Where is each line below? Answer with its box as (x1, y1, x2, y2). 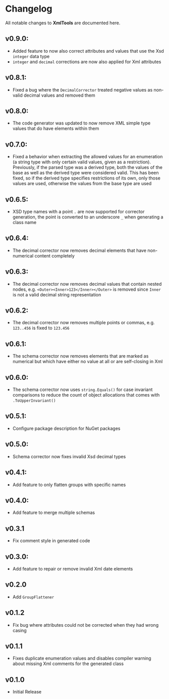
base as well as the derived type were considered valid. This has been (12, 170, 159, 176)
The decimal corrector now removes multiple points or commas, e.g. (12, 320, 155, 326)
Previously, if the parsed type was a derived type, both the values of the (12, 164, 163, 170)
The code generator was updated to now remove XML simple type (12, 120, 151, 126)
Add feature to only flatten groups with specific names (12, 482, 126, 488)
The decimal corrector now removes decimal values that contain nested (12, 281, 162, 287)
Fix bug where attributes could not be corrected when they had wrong (12, 622, 159, 628)
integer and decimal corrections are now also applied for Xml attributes (12, 59, 161, 65)
